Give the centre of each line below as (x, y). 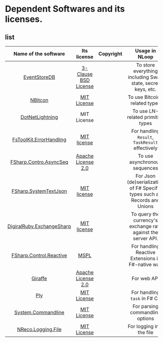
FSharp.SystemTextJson (39, 191)
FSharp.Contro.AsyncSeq (40, 162)
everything (146, 71)
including (139, 77)
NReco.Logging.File (39, 329)
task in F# (142, 298)
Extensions (143, 258)
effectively (145, 148)
